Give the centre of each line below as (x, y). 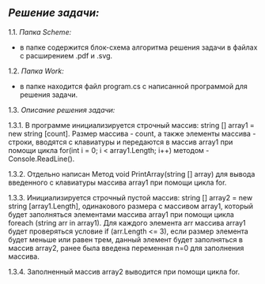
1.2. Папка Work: (36, 71)
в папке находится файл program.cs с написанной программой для (133, 86)
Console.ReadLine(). (42, 159)
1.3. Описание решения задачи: (62, 110)
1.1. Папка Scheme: (40, 32)
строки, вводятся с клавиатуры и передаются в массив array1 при (121, 142)
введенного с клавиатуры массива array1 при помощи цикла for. (117, 182)
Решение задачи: (54, 13)
